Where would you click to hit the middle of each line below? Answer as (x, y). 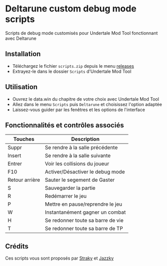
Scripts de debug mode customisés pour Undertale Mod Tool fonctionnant (82, 33)
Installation (23, 54)
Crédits (17, 246)
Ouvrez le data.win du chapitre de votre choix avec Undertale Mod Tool (86, 99)
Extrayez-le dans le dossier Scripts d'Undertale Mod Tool (72, 71)
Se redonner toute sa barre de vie (84, 221)
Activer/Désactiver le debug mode (85, 172)
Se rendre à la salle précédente (81, 147)
